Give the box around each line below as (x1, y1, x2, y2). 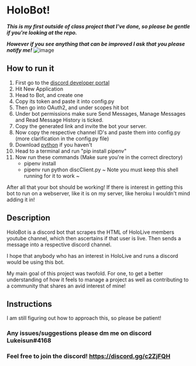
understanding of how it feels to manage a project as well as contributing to (6, 276, 189, 283)
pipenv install (23, 160, 56, 167)
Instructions (6, 299, 52, 309)
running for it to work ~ (23, 172, 80, 179)
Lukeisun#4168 (6, 337, 51, 345)
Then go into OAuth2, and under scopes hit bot (15, 103, 129, 111)
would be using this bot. (6, 258, 65, 265)
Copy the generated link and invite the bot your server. (15, 122, 147, 129)
